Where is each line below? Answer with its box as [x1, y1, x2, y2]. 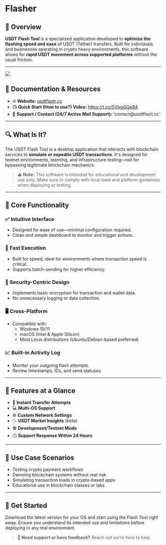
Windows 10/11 [19, 326, 50, 332]
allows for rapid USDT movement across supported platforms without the [5, 51, 157, 57]
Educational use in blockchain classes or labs [12, 482, 105, 488]
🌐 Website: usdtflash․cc [12, 98, 63, 104]
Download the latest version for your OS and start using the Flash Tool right [5, 514, 159, 520]
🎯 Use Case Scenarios [5, 453, 75, 462]
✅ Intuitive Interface [5, 215, 55, 222]
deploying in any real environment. [5, 525, 76, 531]
